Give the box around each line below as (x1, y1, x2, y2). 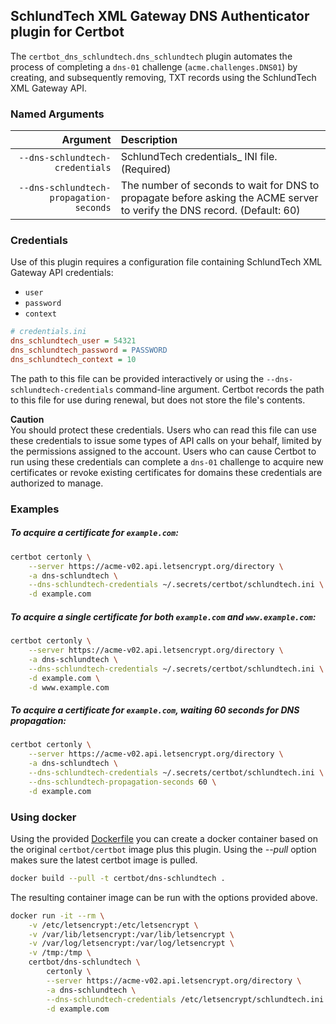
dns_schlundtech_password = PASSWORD (10, 345, 168, 356)
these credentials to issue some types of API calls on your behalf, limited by (10, 434, 322, 446)
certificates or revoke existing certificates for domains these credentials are (10, 466, 323, 478)
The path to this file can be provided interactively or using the (10, 372, 265, 384)
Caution (10, 413, 45, 425)
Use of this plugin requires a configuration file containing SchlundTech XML (10, 256, 323, 268)
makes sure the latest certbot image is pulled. (10, 854, 198, 866)
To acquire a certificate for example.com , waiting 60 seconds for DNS (10, 704, 300, 716)
